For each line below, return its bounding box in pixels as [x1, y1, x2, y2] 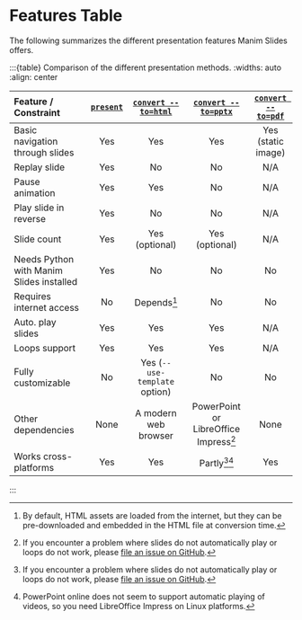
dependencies [13, 423, 75, 436]
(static [257, 135, 285, 147]
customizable [13, 376, 71, 389]
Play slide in [13, 201, 65, 214]
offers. [9, 44, 34, 55]
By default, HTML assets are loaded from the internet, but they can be [22, 510, 282, 521]
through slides [13, 146, 75, 158]
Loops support [13, 341, 76, 354]
